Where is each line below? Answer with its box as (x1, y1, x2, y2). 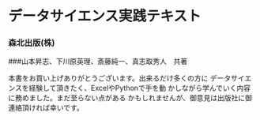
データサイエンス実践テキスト (8, 7, 202, 25)
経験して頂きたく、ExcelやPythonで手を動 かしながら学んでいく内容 (28, 84, 251, 93)
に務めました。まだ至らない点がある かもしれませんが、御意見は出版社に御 (8, 93, 253, 103)
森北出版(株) (8, 37, 55, 48)
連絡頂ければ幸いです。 (8, 103, 85, 113)
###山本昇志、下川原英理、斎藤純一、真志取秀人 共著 (8, 57, 188, 66)
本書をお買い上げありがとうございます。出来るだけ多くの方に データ (8, 73, 232, 83)
